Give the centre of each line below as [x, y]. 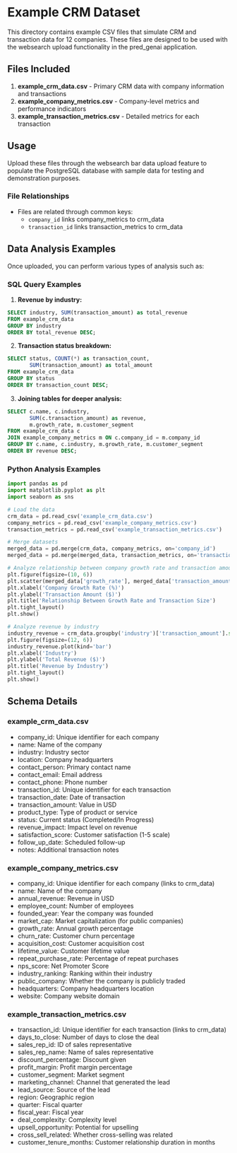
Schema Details [42, 702]
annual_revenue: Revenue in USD [66, 898]
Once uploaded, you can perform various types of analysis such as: [106, 266]
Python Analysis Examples [54, 469]
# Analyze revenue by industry [53, 627]
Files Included [39, 69]
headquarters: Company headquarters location [86, 988]
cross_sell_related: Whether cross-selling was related [95, 1135]
